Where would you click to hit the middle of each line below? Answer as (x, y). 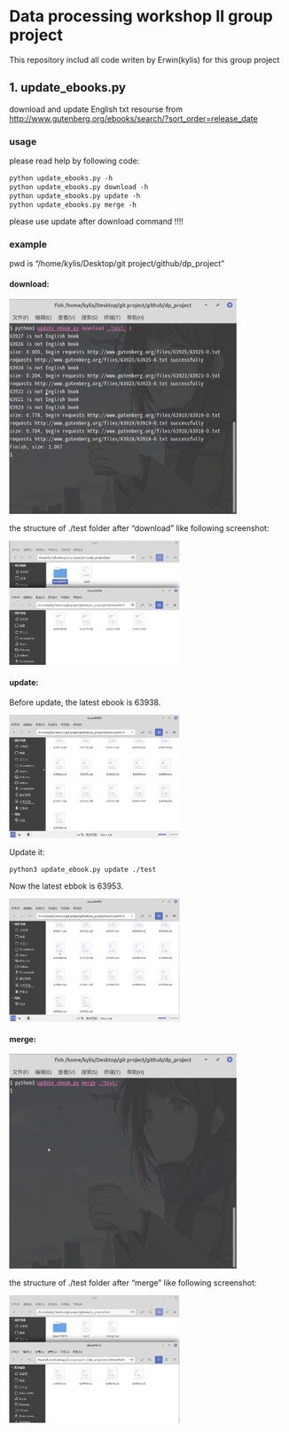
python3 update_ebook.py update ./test (83, 869)
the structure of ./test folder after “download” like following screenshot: (139, 528)
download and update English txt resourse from (96, 109)
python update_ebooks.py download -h (79, 187)
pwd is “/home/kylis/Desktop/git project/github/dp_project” (117, 264)
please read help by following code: (74, 161)
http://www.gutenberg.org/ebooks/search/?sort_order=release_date (134, 118)
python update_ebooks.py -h (61, 178)
